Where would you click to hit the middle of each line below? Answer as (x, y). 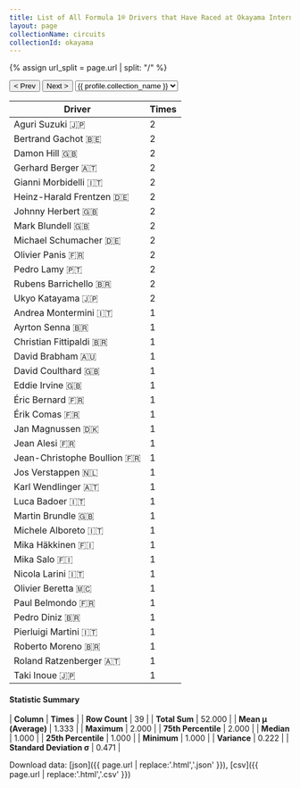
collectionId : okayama (51, 42)
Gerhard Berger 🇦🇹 (56, 168)
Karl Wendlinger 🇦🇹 (57, 487)
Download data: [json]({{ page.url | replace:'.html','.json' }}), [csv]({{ (134, 765)
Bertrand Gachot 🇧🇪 (58, 139)
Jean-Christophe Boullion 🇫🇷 (77, 458)
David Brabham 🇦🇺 (55, 356)
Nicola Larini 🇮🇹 (49, 574)
